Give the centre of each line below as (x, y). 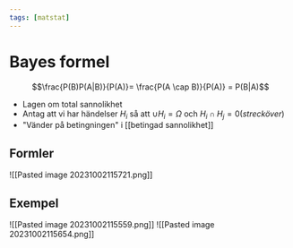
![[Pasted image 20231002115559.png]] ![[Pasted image (112, 224)
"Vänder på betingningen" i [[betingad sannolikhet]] (118, 125)
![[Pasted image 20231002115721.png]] (81, 175)
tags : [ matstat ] (39, 17)
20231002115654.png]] (52, 234)
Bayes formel (60, 61)
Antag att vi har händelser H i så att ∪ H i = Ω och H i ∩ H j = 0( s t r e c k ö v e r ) (153, 115)
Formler (32, 153)
